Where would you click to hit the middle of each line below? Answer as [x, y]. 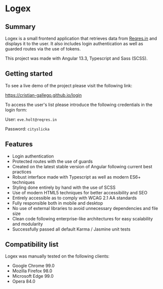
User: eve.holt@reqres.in [31, 119]
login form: [16, 110]
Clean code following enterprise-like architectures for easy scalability [82, 218]
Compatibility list [32, 245]
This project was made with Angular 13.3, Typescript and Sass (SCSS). [77, 58]
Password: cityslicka [27, 129]
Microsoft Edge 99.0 [33, 276]
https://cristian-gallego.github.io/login [43, 95]
